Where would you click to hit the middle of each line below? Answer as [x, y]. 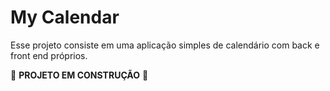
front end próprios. [49, 55]
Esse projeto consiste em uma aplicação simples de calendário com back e [165, 45]
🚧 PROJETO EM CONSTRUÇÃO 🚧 [79, 75]
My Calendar [65, 17]
